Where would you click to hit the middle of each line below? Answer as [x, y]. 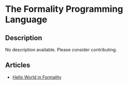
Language [26, 20]
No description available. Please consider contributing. [61, 50]
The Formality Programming [64, 9]
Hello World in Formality [37, 77]
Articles [18, 65]
